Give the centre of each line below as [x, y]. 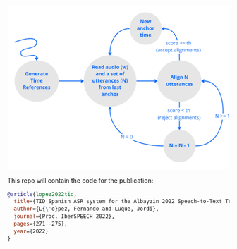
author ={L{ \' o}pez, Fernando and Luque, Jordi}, [86, 209]
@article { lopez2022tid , [42, 194]
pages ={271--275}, [41, 224]
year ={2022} [31, 231]
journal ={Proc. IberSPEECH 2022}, [64, 217]
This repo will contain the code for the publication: [80, 180]
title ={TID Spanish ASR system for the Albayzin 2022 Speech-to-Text [118, 202]
